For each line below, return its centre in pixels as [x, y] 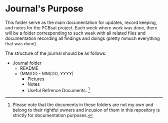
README [29, 68]
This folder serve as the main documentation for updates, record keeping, [81, 22]
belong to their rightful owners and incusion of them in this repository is [86, 110]
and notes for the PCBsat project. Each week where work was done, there [81, 27]
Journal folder [27, 63]
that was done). [21, 43]
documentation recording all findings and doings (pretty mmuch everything [82, 38]
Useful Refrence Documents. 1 [58, 90]
